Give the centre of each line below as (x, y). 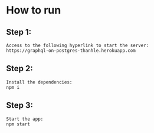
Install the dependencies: (39, 82)
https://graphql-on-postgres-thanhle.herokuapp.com (71, 51)
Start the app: (25, 119)
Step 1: (19, 32)
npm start (18, 124)
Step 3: (20, 106)
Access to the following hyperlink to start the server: (78, 45)
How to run (34, 10)
